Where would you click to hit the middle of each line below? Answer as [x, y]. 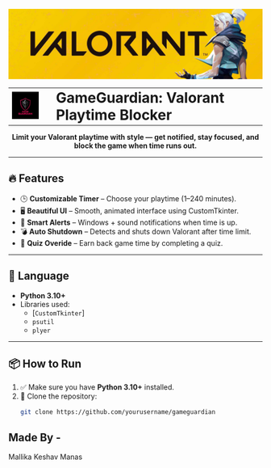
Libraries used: [45, 304]
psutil [43, 322]
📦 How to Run [45, 364]
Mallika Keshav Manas [46, 457]
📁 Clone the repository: [58, 396]
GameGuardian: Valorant [140, 97]
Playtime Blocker [114, 115]
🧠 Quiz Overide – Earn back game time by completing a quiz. [121, 242]
